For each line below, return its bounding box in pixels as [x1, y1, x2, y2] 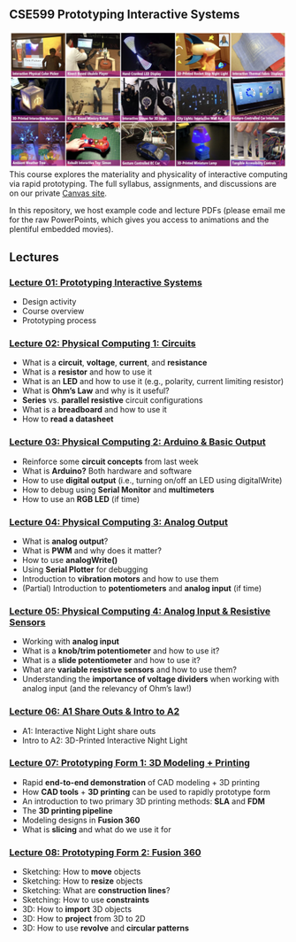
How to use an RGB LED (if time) [21, 493, 140, 504]
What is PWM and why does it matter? [21, 544, 162, 556]
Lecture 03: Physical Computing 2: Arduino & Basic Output [9, 436, 267, 448]
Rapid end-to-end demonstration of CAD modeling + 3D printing [21, 776, 261, 787]
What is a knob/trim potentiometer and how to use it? [21, 645, 220, 656]
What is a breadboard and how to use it [21, 405, 168, 415]
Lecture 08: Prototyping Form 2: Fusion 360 [9, 845, 201, 858]
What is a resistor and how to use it [21, 367, 153, 377]
